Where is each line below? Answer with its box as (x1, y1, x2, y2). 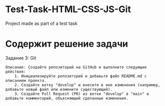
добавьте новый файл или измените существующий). (5, 87, 113, 92)
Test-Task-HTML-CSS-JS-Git (5, 4, 131, 15)
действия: (5, 69, 26, 74)
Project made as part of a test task (5, 20, 78, 26)
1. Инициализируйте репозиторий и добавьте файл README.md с (14, 74, 147, 79)
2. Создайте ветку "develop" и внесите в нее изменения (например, (14, 82, 160, 87)
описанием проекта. (5, 78, 47, 83)
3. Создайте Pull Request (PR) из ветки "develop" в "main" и (14, 91, 149, 96)
